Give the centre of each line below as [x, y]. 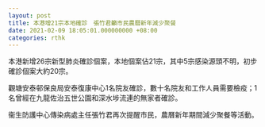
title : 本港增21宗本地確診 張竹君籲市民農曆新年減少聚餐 [92, 23]
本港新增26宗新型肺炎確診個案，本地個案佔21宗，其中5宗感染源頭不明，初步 [133, 61]
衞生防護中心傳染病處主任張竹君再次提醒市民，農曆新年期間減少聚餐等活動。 [133, 115]
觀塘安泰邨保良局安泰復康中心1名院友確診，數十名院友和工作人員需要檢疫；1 [133, 88]
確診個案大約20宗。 [40, 71]
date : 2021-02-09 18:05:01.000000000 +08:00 [83, 30]
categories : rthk [37, 38]
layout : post [30, 15]
